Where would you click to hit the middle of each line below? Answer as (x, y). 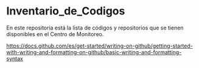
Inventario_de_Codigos (66, 11)
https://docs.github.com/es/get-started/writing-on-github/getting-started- (100, 46)
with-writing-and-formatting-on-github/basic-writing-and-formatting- (94, 52)
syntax (15, 58)
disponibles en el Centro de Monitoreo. (55, 34)
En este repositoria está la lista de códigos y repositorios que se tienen (95, 28)
